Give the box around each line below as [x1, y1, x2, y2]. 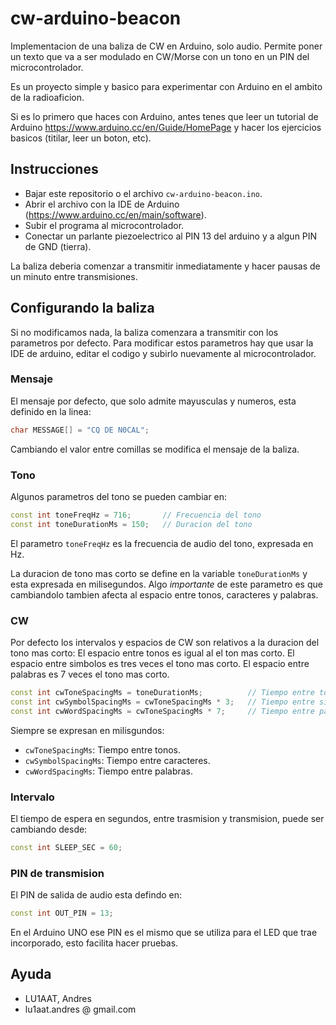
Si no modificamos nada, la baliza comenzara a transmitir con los [10, 326, 279, 338]
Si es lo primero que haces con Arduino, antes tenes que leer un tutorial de [10, 110, 319, 122]
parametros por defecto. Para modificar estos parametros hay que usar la [10, 337, 314, 349]
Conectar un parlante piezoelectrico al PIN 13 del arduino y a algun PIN [24, 230, 318, 242]
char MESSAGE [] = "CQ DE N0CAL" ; [10, 425, 150, 435]
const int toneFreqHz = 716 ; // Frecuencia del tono [10, 510, 262, 521]
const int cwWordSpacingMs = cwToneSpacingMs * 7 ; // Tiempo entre [10, 706, 315, 716]
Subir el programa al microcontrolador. [24, 219, 185, 231]
